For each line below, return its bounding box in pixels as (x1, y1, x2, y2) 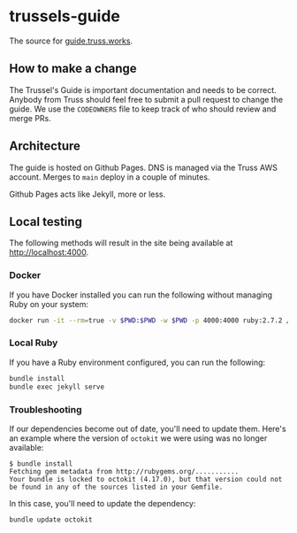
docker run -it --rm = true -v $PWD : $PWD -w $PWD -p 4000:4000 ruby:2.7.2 (9, 316, 283, 325)
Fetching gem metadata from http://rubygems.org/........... (9, 467, 240, 475)
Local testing (9, 214, 82, 229)
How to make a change (9, 61, 137, 76)
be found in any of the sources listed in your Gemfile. (9, 483, 224, 491)
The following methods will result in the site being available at (9, 237, 233, 249)
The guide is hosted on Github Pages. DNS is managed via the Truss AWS (9, 162, 278, 173)
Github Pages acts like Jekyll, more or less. (9, 189, 166, 199)
